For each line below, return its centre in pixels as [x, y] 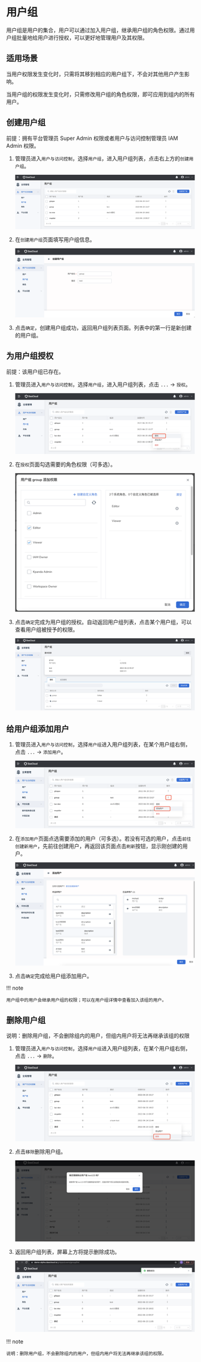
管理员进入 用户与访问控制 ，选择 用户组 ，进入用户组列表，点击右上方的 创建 [102, 158]
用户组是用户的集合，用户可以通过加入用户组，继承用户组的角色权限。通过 [98, 30]
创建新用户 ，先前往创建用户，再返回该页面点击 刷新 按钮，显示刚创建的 [99, 846]
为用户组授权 [30, 356]
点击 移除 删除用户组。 [40, 1151]
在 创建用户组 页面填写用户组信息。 [55, 240]
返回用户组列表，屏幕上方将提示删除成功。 [67, 1252]
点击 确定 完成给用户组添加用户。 [54, 976]
